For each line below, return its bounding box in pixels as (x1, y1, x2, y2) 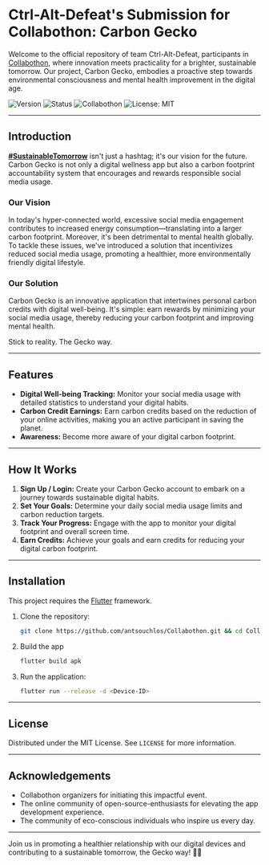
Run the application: (19, 671, 86, 681)
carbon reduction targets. (19, 509, 105, 519)
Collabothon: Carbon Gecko (8, 22, 198, 41)
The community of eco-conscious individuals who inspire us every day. (19, 816, 256, 826)
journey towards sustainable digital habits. (19, 492, 160, 502)
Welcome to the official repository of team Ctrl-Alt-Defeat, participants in (8, 49, 249, 59)
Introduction (8, 130, 72, 144)
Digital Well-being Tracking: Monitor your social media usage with (19, 390, 242, 399)
